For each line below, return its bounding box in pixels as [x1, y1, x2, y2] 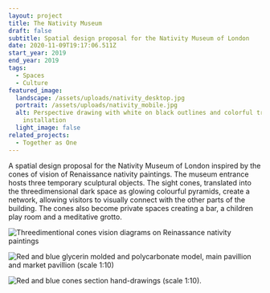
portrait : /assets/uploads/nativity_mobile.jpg [15, 101, 178, 109]
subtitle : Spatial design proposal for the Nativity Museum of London [8, 34, 250, 43]
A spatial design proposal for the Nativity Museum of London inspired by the [8, 161, 261, 170]
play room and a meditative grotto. [8, 212, 122, 222]
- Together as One [15, 138, 78, 147]
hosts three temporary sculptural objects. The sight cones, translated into [8, 177, 252, 187]
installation [22, 116, 67, 124]
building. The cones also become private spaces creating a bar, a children [8, 203, 254, 213]
